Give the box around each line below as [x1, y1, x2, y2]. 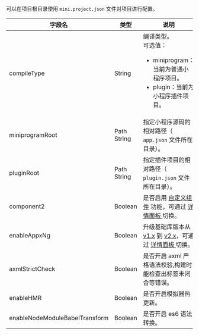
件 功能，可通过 [143, 203, 187, 211]
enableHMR [9, 294, 42, 302]
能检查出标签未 [143, 270, 185, 278]
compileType [9, 69, 45, 77]
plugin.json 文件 [143, 174, 190, 181]
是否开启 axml [143, 252, 182, 260]
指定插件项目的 [143, 156, 185, 164]
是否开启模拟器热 [143, 290, 191, 298]
